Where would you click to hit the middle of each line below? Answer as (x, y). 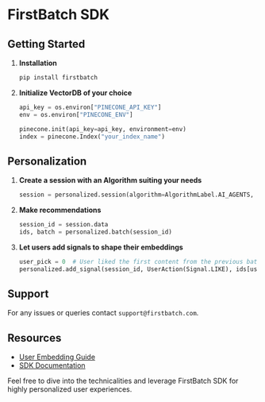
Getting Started (46, 44)
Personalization (47, 161)
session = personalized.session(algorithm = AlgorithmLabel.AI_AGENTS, (136, 195)
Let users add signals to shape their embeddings (101, 247)
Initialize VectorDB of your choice (75, 92)
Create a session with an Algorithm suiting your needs (110, 180)
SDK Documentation (52, 365)
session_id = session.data (63, 225)
